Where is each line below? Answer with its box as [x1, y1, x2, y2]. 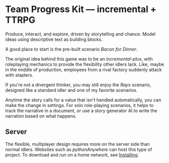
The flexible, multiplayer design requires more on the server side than [5, 141, 150, 147]
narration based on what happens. [5, 113, 77, 119]
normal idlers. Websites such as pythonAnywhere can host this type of [5, 146, 152, 152]
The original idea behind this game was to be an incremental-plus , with [5, 56, 153, 62]
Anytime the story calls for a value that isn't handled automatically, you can [5, 97, 161, 103]
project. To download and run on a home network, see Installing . [5, 151, 139, 157]
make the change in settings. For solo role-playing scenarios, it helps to [5, 102, 154, 108]
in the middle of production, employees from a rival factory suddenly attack [5, 67, 162, 73]
